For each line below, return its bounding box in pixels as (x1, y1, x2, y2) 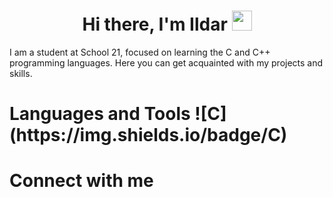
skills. (9, 67, 33, 79)
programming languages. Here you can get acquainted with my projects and (9, 56, 324, 69)
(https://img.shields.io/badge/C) (9, 124, 288, 147)
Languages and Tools (9, 103, 191, 125)
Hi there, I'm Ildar (82, 13, 228, 36)
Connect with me (9, 170, 154, 192)
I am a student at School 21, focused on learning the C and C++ (9, 46, 271, 58)
